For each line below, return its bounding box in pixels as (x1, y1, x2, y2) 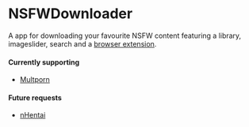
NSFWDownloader (8, 5, 133, 23)
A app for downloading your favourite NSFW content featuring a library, (8, 31, 242, 40)
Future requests (8, 92, 62, 103)
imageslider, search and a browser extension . (8, 39, 157, 48)
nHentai (19, 110, 46, 120)
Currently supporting (8, 57, 80, 67)
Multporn (19, 75, 50, 84)
